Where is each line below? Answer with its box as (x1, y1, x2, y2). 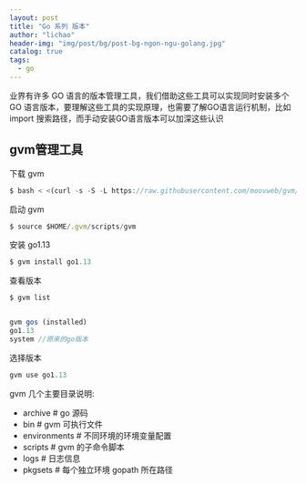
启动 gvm (9, 204, 45, 215)
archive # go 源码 (22, 407, 88, 418)
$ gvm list (9, 293, 51, 303)
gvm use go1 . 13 (9, 370, 67, 379)
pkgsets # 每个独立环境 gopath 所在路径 (22, 464, 173, 475)
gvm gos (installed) (9, 318, 88, 328)
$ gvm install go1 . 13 (9, 257, 92, 267)
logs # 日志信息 (22, 452, 81, 464)
